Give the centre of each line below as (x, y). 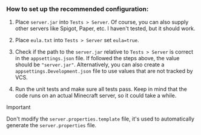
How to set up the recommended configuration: (77, 9)
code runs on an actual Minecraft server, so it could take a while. (96, 96)
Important (18, 107)
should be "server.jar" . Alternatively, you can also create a (90, 64)
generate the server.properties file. (51, 125)
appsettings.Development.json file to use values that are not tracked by (104, 71)
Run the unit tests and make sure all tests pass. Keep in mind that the (101, 89)
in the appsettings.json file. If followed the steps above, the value (97, 58)
